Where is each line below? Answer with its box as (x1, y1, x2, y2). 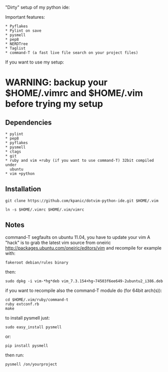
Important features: (5, 14, 45, 20)
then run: (5, 352, 24, 358)
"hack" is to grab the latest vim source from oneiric (5, 239, 111, 245)
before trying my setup (5, 98, 103, 110)
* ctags (5, 149, 22, 154)
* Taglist (5, 46, 26, 51)
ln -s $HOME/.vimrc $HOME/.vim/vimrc (5, 207, 85, 212)
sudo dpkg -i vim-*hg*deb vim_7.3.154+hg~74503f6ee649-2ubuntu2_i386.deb (5, 278, 163, 284)
